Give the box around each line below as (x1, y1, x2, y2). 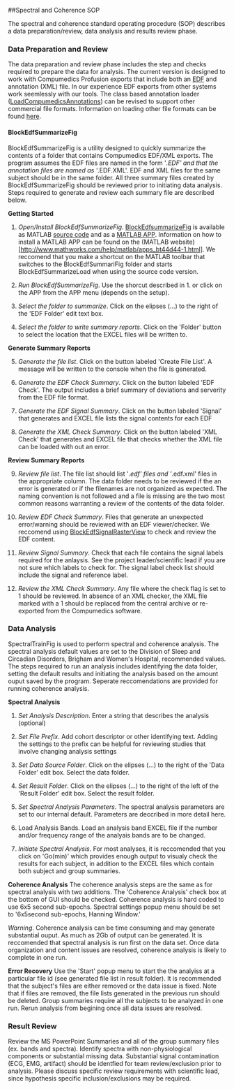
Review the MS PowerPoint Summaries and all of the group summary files (8, 1037, 219, 1046)
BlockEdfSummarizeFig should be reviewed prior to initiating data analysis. (8, 181, 222, 189)
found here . (8, 112, 41, 121)
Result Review (8, 1021, 57, 1031)
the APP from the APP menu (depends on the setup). (17, 288, 170, 296)
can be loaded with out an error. (17, 442, 111, 451)
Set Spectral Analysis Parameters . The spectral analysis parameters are (17, 803, 225, 811)
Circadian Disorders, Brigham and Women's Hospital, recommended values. (8, 655, 226, 663)
